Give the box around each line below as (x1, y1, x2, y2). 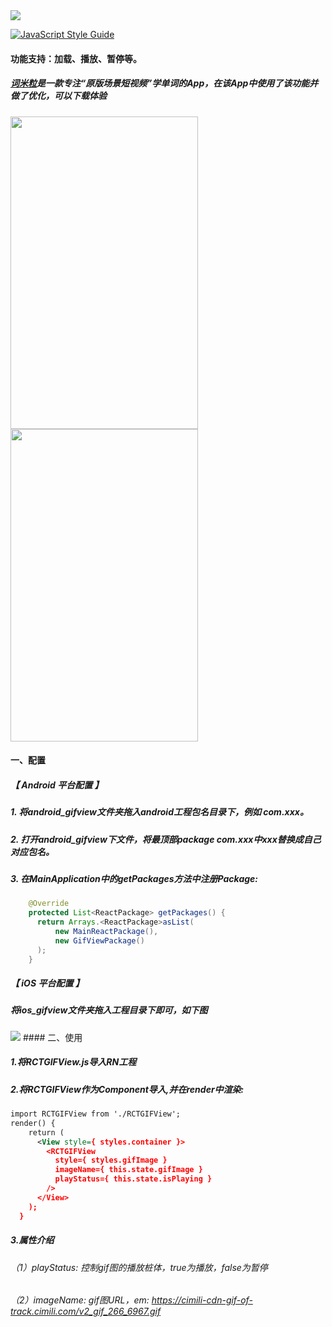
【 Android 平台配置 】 (10, 779, 104, 791)
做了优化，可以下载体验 (10, 90, 107, 102)
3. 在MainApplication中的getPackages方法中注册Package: (10, 872, 259, 884)
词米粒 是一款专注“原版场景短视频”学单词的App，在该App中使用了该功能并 (10, 77, 319, 89)
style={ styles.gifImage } (54, 1155, 168, 1166)
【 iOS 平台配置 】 (10, 977, 85, 989)
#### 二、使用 (22, 1031, 83, 1043)
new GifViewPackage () (54, 935, 145, 946)
